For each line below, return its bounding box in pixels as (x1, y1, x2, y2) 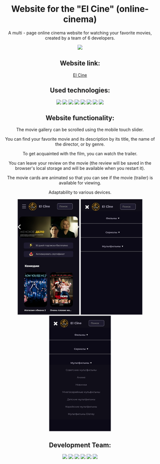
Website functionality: (45, 113, 115, 122)
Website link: (60, 59, 100, 68)
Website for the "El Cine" (11, 3, 114, 15)
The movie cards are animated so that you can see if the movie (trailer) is (7, 175, 153, 181)
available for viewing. (59, 180, 101, 186)
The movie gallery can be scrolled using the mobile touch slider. (16, 127, 144, 132)
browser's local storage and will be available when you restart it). (15, 166, 145, 171)
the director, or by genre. (55, 141, 105, 147)
